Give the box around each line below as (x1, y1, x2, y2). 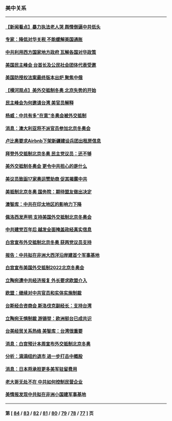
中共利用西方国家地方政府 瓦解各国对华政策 (5, 49, 96, 55)
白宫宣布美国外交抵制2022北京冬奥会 (5, 265, 84, 271)
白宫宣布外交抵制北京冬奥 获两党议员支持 (5, 239, 92, 245)
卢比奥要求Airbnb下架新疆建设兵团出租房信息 (5, 138, 101, 144)
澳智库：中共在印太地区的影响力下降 (5, 201, 82, 207)
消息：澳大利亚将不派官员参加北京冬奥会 (5, 125, 91, 131)
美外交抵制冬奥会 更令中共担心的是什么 (5, 163, 88, 170)
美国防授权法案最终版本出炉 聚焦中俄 (5, 74, 83, 80)
